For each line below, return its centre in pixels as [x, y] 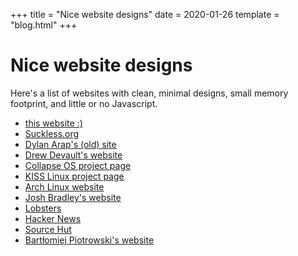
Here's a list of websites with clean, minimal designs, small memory [149, 93]
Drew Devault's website [73, 155]
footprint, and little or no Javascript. [84, 103]
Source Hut [48, 229]
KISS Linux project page [74, 176]
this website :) [53, 123]
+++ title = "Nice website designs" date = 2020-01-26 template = [145, 14]
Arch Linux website [64, 186]
